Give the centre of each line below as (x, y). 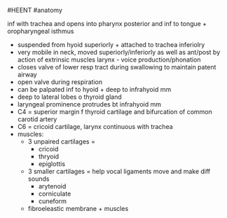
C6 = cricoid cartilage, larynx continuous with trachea (95, 127)
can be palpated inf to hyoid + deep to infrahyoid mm (94, 89)
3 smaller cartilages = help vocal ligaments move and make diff (119, 171)
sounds (39, 179)
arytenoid (52, 186)
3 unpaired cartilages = (62, 142)
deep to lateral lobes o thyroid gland (70, 97)
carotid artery (37, 119)
